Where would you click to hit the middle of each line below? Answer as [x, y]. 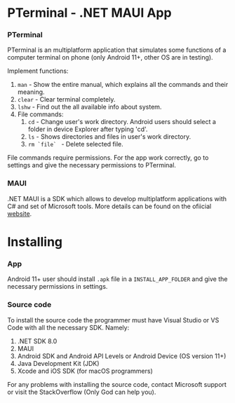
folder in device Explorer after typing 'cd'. [88, 129]
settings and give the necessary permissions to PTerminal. [92, 165]
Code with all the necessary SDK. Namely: [68, 327]
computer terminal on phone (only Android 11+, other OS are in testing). [110, 57]
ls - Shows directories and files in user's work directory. [109, 137]
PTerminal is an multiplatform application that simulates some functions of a [117, 50]
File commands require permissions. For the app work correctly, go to [108, 158]
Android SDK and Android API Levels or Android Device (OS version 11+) [122, 356]
